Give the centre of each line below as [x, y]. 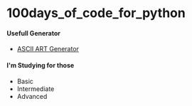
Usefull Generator [34, 33]
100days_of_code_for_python [96, 13]
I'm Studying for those [41, 65]
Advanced [32, 96]
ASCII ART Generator [48, 49]
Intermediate [36, 89]
